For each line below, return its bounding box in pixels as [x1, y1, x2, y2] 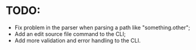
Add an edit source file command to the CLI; [14, 30, 126, 37]
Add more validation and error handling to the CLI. [14, 37, 141, 44]
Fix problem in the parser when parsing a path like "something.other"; [14, 24, 191, 31]
